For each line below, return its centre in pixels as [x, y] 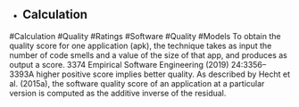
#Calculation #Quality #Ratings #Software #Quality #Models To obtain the [145, 36]
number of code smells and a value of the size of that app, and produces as [148, 55]
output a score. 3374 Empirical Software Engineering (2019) [119, 64]
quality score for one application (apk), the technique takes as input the [141, 45]
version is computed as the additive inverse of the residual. [118, 93]
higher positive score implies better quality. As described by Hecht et [163, 74]
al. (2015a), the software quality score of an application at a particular [137, 83]
